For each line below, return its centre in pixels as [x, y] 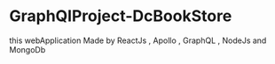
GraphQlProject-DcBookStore [121, 16]
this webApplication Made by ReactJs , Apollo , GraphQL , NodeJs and [138, 40]
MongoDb [27, 49]
